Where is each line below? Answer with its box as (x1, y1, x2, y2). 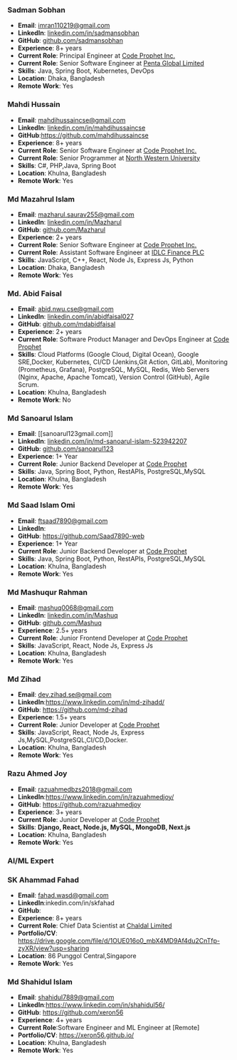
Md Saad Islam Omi (7, 500, 75, 510)
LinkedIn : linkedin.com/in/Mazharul (17, 217, 122, 226)
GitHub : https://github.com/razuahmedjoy (17, 800, 141, 809)
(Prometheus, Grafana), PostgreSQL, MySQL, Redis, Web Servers (17, 365, 210, 374)
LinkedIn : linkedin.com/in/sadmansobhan (17, 28, 140, 37)
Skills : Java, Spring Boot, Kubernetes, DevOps (17, 66, 154, 76)
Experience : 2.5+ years (17, 626, 88, 635)
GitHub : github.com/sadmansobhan (17, 36, 123, 45)
